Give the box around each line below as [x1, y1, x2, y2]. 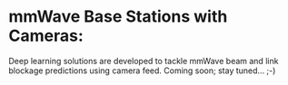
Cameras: [8, 25, 84, 46]
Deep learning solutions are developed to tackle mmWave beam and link [8, 55, 279, 66]
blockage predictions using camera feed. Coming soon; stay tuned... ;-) [8, 65, 276, 76]
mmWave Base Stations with [8, 6, 228, 27]
